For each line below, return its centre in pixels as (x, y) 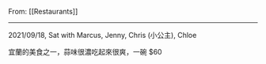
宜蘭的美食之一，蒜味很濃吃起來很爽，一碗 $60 (85, 52)
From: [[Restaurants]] (43, 11)
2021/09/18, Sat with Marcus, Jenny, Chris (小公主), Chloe (103, 35)
